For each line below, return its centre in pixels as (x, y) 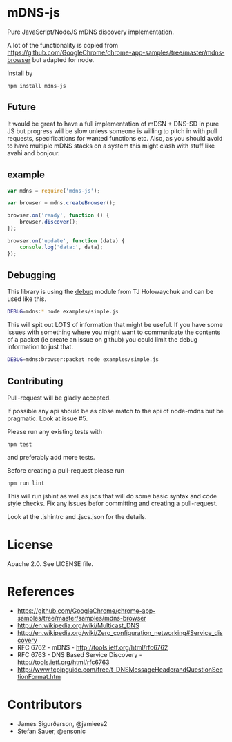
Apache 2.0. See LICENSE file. (50, 563)
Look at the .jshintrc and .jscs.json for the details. (77, 516)
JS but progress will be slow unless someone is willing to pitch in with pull (112, 131)
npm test (20, 444)
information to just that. (40, 347)
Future (22, 107)
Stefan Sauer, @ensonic (51, 731)
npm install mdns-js (37, 86)
